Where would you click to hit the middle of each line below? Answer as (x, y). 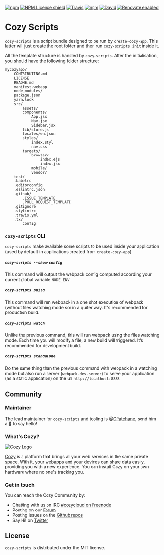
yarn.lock (24, 100)
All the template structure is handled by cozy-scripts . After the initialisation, (82, 55)
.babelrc (23, 181)
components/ (35, 112)
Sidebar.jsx (43, 125)
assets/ (30, 108)
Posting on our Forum (34, 510)
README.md (24, 82)
